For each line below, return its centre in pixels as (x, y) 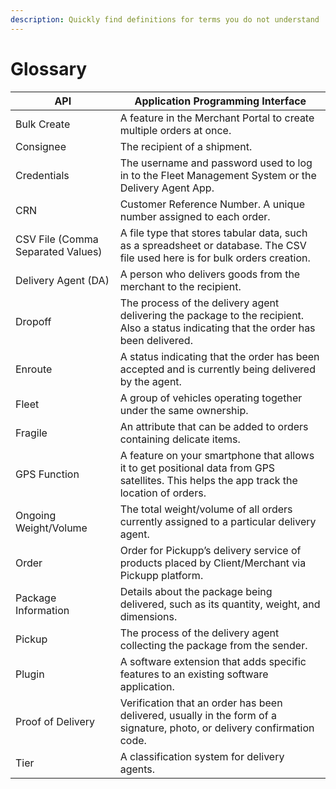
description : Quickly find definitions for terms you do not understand (165, 19)
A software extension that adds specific (213, 661)
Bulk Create (43, 124)
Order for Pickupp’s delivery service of (210, 550)
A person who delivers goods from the (210, 274)
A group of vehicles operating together (211, 398)
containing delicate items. (180, 439)
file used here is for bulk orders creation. (215, 258)
